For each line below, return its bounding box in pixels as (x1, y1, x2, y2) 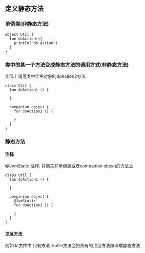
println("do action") (14, 41, 58, 46)
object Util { (5, 32, 34, 37)
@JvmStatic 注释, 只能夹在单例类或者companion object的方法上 (5, 163, 133, 169)
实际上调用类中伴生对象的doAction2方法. (5, 73, 87, 79)
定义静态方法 (5, 4, 44, 13)
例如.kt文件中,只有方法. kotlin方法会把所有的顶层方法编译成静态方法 (5, 243, 140, 249)
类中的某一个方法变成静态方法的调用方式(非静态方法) (5, 61, 129, 68)
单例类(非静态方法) (5, 21, 49, 27)
